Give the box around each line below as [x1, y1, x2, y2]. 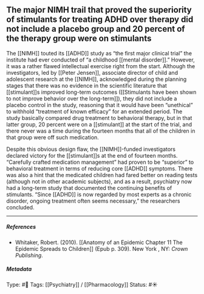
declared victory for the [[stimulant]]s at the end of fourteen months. [6, 152, 178, 159]
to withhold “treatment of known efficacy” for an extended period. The [6, 108, 183, 115]
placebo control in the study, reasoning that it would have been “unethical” [6, 101, 193, 108]
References [6, 223, 36, 231]
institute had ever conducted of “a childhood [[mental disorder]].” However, [6, 56, 195, 63]
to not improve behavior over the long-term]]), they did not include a [6, 94, 177, 102]
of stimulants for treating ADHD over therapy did [6, 15, 194, 25]
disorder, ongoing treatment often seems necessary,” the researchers [6, 197, 180, 205]
